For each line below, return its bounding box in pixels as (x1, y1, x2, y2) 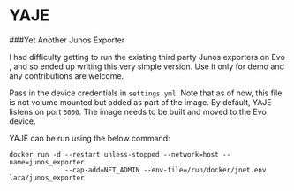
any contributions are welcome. (9, 70, 124, 80)
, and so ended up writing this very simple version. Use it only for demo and (9, 61, 285, 72)
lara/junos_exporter (9, 173, 86, 182)
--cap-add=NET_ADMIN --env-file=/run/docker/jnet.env (64, 165, 267, 174)
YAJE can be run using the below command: (9, 133, 170, 143)
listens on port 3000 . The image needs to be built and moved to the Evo (9, 106, 267, 117)
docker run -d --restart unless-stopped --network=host (9, 149, 219, 159)
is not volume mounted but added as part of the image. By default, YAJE (9, 96, 272, 107)
